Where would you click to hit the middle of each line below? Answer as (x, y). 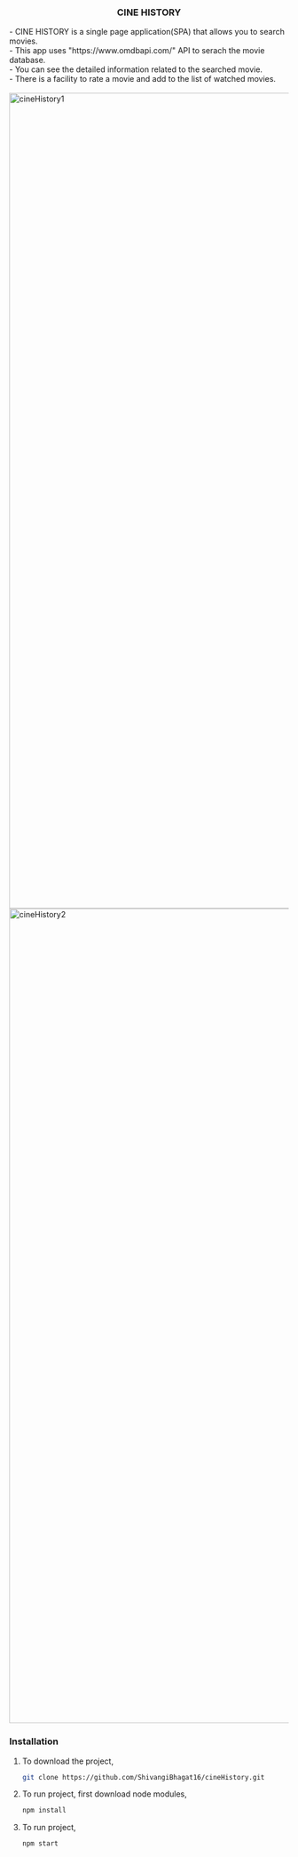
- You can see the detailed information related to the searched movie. (136, 69)
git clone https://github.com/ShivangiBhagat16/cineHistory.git (143, 1777)
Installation (34, 1741)
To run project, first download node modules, (105, 1794)
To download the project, (67, 1761)
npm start (40, 1844)
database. (27, 60)
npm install (44, 1811)
